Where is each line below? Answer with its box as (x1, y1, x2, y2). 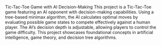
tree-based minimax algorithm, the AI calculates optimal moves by (5, 14, 138, 20)
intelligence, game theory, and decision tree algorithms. (5, 34, 117, 40)
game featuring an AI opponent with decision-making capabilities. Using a (5, 9, 154, 15)
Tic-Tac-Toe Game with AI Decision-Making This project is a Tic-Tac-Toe (5, 4, 152, 10)
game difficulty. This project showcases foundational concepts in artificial (5, 30, 154, 35)
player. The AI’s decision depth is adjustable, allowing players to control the (5, 24, 157, 30)
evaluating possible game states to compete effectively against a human (5, 19, 150, 25)
